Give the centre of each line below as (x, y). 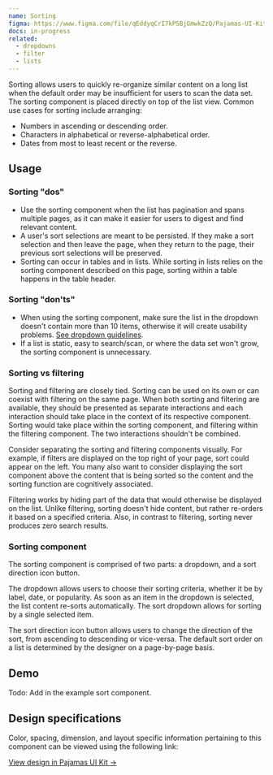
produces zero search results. (58, 526)
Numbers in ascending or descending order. (94, 126)
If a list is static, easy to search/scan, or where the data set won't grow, (139, 343)
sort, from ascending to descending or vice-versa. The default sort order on (136, 639)
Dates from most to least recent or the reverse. (98, 143)
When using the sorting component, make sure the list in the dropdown (139, 317)
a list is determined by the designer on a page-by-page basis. (112, 647)
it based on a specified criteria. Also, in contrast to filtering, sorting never (131, 517)
